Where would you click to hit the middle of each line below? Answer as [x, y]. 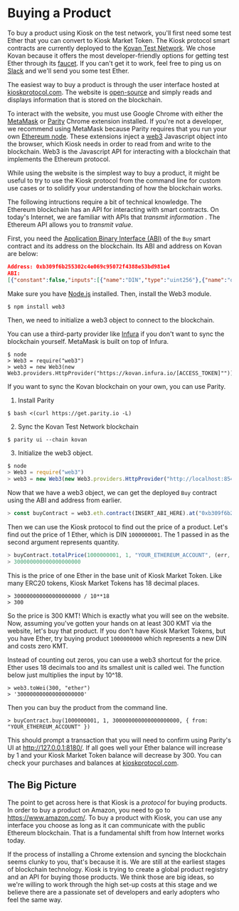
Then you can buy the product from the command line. [87, 707]
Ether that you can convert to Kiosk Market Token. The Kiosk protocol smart [118, 40]
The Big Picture [42, 785]
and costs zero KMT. [38, 646]
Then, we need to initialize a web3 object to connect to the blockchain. [111, 320]
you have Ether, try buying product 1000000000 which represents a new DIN [117, 638]
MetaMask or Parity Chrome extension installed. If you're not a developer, [115, 121]
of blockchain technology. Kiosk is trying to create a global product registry [118, 869]
